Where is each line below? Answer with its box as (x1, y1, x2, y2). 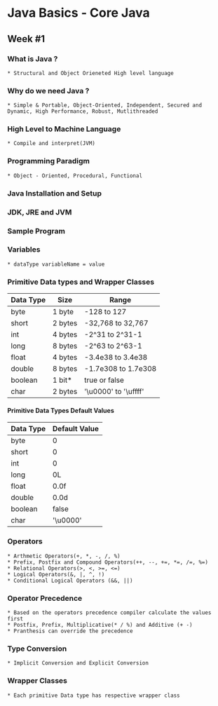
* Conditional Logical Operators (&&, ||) (7, 577, 133, 584)
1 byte (52, 307, 74, 317)
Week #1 (7, 33, 46, 45)
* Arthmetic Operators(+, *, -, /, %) (7, 552, 121, 559)
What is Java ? (7, 54, 58, 64)
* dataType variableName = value (7, 261, 105, 268)
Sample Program (7, 226, 65, 236)
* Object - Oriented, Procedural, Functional (7, 172, 142, 179)
